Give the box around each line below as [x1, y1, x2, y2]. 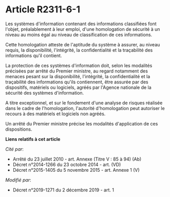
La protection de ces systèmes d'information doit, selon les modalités [5, 62, 153, 68]
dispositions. [5, 126, 32, 132]
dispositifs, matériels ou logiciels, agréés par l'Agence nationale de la [5, 84, 152, 91]
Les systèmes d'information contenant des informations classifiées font [5, 21, 157, 27]
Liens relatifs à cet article [5, 136, 61, 142]
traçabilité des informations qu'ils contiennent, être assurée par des [5, 79, 148, 85]
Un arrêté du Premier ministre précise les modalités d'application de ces [5, 120, 158, 127]
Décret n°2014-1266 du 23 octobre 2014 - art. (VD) [12, 161, 121, 168]
